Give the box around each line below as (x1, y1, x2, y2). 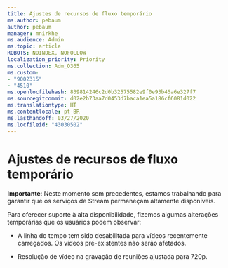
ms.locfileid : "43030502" (7, 121, 83, 128)
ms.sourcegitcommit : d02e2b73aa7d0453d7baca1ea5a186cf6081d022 (7, 95, 196, 102)
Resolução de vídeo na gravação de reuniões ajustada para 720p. (17, 253, 208, 261)
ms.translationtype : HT (7, 102, 77, 109)
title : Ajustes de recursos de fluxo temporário (7, 10, 152, 18)
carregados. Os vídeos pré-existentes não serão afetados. (17, 239, 187, 248)
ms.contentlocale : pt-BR (7, 108, 80, 115)
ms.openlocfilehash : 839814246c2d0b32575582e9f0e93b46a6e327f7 (7, 88, 196, 95)
